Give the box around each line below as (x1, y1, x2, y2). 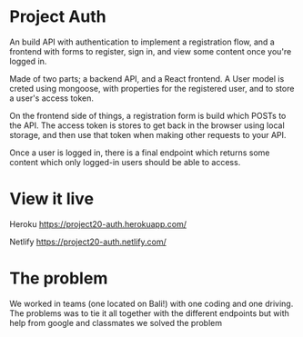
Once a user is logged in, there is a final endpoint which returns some (9, 147, 270, 158)
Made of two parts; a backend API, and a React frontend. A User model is (9, 73, 285, 84)
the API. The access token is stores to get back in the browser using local (9, 120, 285, 131)
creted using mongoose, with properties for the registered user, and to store (9, 83, 295, 94)
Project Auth (9, 6, 106, 27)
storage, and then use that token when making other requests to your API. (9, 129, 287, 140)
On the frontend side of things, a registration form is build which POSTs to (9, 110, 287, 121)
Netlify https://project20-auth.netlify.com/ (9, 236, 167, 247)
